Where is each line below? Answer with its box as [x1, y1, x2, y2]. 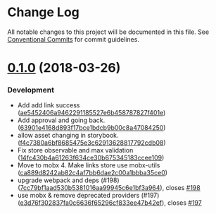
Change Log [7, 4, 80, 20]
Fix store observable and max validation [17, 146, 134, 155]
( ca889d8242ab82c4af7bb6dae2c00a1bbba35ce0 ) [17, 169, 167, 177]
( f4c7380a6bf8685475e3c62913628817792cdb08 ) [17, 138, 167, 147]
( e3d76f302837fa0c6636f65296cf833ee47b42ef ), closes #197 [17, 198, 202, 207]
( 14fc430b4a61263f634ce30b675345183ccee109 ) [17, 153, 165, 162]
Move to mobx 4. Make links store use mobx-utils [17, 161, 160, 170]
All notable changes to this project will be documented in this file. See [7, 28, 210, 36]
